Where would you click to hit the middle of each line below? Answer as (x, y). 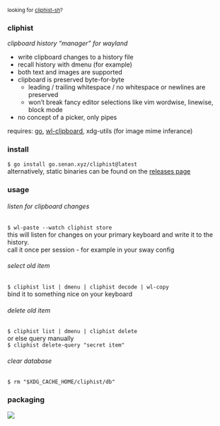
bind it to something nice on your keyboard (70, 293)
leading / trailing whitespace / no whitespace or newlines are (117, 87)
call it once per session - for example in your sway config (91, 250)
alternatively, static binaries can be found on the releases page (99, 171)
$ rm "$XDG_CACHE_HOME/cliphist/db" (61, 382)
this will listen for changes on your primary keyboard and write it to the (110, 235)
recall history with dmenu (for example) (75, 65)
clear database (30, 361)
